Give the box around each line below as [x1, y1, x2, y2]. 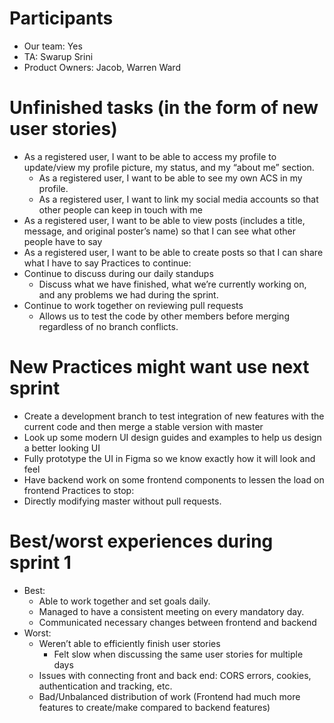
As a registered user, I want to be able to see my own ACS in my [38, 172, 303, 184]
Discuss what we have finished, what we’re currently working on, [38, 278, 307, 290]
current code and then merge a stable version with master [23, 420, 264, 432]
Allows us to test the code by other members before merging [38, 310, 290, 322]
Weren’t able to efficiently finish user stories [38, 637, 221, 649]
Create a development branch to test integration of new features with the [23, 410, 325, 422]
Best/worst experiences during [9, 530, 274, 552]
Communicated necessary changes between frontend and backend [38, 616, 317, 628]
